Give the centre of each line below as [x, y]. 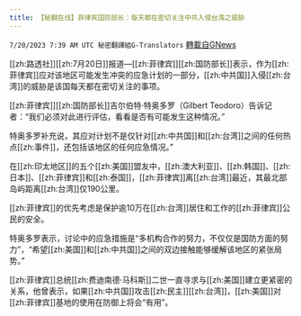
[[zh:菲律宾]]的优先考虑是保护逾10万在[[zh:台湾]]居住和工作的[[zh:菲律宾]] [146, 207]
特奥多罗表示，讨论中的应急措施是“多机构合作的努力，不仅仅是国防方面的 [145, 238]
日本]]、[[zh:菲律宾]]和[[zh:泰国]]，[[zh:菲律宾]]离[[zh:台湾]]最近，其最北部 [148, 177]
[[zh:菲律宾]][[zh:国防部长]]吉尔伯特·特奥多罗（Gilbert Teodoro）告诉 [137, 105]
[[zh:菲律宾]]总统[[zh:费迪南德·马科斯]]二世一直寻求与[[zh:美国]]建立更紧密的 [151, 279]
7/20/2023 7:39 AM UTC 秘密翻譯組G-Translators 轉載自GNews [123, 44]
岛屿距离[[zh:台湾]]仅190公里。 [66, 188]
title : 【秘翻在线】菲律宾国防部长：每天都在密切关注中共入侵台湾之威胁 [127, 18]
